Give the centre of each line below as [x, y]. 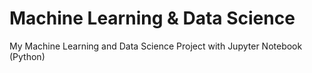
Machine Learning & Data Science [152, 18]
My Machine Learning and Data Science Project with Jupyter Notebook [156, 46]
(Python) [27, 56]
